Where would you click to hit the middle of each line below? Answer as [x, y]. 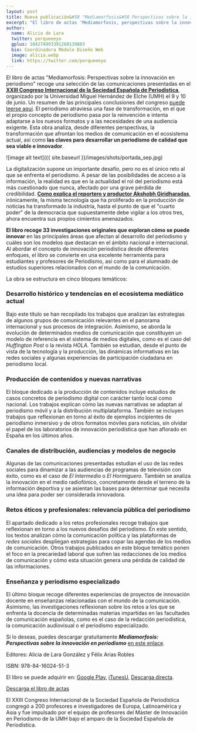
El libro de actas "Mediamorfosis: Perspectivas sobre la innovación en [90, 77]
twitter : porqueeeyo [36, 39]
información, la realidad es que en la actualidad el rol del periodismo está [94, 181]
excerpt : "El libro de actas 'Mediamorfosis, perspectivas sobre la [91, 22]
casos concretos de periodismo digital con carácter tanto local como [89, 398]
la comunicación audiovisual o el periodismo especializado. [78, 625]
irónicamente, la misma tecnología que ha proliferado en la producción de [95, 200]
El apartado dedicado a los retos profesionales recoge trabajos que [87, 522]
